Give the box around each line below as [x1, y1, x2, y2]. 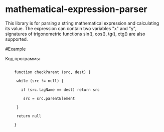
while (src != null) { [16, 78, 64, 83]
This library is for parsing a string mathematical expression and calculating [5, 20, 159, 26]
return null [16, 113, 42, 118]
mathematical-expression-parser [5, 4, 147, 15]
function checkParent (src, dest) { [14, 69, 91, 75]
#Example [5, 46, 26, 52]
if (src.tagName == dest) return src [21, 87, 100, 92]
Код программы [5, 55, 40, 61]
